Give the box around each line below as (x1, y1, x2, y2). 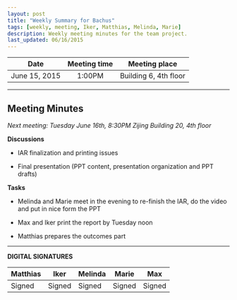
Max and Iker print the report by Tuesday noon (17, 218, 153, 227)
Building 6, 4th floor (119, 71, 186, 81)
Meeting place (128, 59, 178, 69)
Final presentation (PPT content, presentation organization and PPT (17, 162, 214, 170)
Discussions (7, 135, 44, 143)
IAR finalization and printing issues (17, 148, 119, 157)
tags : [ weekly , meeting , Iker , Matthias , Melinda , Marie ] (7, 23, 181, 30)
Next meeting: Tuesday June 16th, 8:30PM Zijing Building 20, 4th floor (7, 121, 212, 129)
